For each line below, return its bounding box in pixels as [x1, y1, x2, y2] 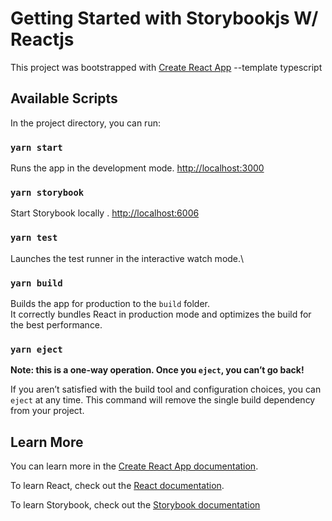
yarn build [10, 277, 63, 289]
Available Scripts [10, 90, 118, 107]
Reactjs [10, 28, 75, 51]
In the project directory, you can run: [10, 117, 161, 129]
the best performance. [10, 318, 103, 331]
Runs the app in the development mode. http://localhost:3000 [10, 162, 265, 174]
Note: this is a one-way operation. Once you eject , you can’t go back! [10, 364, 305, 376]
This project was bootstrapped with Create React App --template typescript [10, 61, 323, 73]
